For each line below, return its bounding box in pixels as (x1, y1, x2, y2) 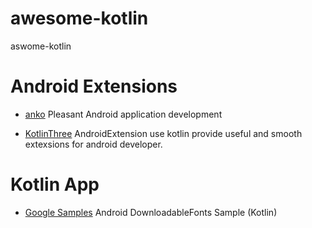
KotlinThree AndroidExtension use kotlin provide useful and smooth (24, 127, 303, 139)
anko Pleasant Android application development (24, 108, 223, 120)
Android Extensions (10, 75, 178, 98)
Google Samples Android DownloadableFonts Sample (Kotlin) (24, 206, 278, 218)
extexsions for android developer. (24, 138, 163, 150)
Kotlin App (10, 173, 100, 196)
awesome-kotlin (10, 7, 149, 30)
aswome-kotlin (10, 40, 72, 52)
